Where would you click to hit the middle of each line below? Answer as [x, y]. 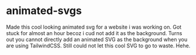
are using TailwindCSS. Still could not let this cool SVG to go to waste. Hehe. [98, 46]
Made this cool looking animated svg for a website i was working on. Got [94, 27]
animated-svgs [44, 11]
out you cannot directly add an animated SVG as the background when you [97, 39]
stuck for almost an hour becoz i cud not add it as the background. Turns [94, 33]
